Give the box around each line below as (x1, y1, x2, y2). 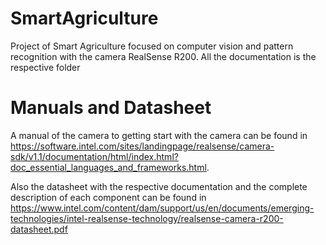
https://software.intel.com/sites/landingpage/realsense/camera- (10, 140, 275, 152)
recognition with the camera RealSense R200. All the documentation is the (10, 50, 317, 62)
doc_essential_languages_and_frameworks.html (10, 161, 207, 173)
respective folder (10, 61, 81, 73)
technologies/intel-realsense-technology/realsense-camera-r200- (10, 212, 284, 224)
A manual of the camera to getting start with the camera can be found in (10, 129, 308, 141)
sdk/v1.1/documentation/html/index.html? (10, 150, 179, 162)
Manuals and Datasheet (10, 97, 212, 119)
